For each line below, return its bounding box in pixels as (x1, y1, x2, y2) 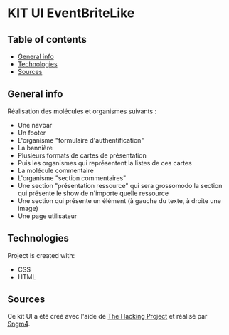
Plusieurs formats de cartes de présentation (17, 151, 147, 160)
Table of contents (7, 33, 87, 46)
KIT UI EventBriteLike (7, 5, 135, 21)
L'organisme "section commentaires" (17, 173, 127, 182)
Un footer (17, 128, 46, 137)
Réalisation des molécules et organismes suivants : (7, 107, 157, 115)
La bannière (17, 143, 53, 152)
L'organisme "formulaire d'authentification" (17, 135, 144, 144)
